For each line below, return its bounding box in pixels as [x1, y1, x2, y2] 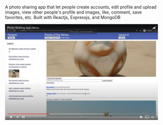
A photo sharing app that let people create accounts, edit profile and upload [5, 4, 157, 10]
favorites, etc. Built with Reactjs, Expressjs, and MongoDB [5, 15, 121, 20]
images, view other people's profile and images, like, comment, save [5, 9, 142, 15]
